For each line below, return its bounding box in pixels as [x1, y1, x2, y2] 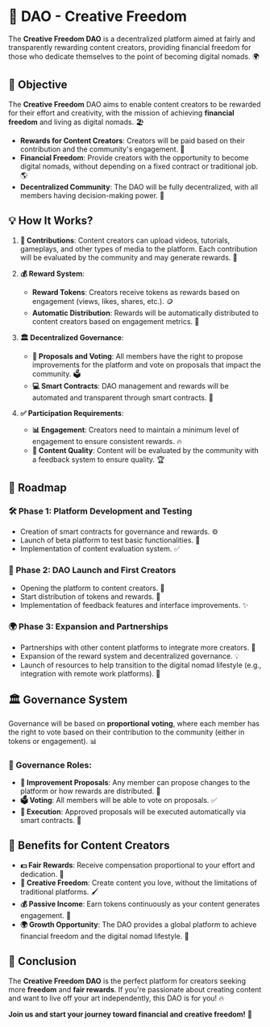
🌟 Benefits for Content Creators [8, 838, 170, 853]
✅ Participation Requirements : [19, 408, 124, 418]
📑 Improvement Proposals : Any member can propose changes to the [19, 777, 251, 787]
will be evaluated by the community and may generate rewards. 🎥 [19, 252, 238, 262]
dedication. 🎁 [19, 869, 64, 879]
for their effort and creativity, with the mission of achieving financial [8, 108, 235, 118]
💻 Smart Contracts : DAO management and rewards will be [31, 380, 230, 390]
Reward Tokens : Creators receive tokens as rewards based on [31, 287, 240, 297]
